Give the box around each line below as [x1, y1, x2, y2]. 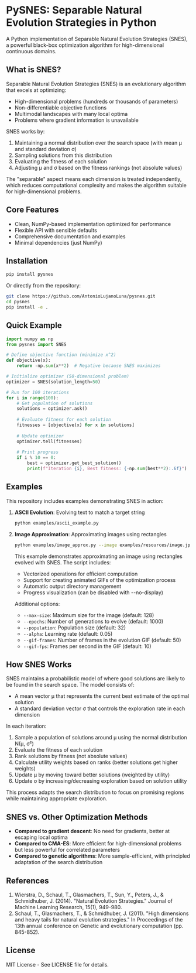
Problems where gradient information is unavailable [14, 117, 139, 124]
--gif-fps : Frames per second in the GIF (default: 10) [23, 642, 152, 650]
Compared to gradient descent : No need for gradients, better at [14, 828, 170, 835]
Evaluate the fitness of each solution [14, 746, 103, 753]
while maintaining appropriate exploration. [6, 795, 108, 802]
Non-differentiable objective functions [14, 104, 107, 111]
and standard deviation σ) [14, 145, 77, 152]
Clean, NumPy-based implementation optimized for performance [14, 220, 171, 227]
